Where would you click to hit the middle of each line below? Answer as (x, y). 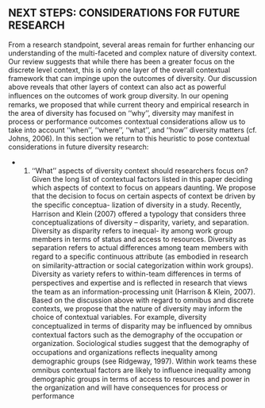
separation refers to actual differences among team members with (140, 247)
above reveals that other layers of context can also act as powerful (117, 87)
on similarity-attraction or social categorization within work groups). (142, 265)
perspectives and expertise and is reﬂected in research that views (139, 283)
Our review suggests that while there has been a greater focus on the (122, 61)
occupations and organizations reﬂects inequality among (125, 352)
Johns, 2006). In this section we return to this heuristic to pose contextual (129, 138)
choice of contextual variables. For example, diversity (119, 317)
